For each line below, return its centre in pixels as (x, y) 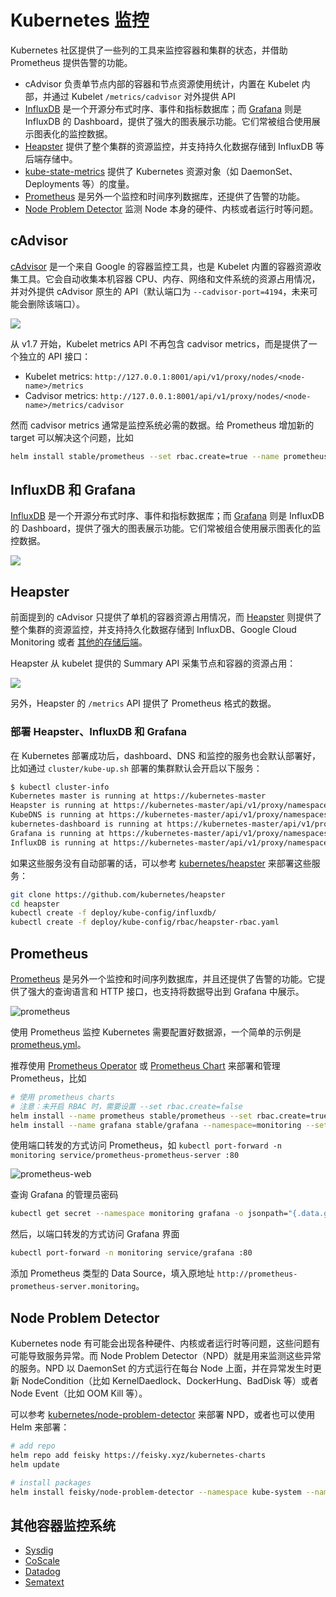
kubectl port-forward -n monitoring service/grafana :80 (131, 1253)
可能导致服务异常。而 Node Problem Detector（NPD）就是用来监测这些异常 (166, 1356)
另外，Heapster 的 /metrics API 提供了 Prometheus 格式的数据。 (143, 703)
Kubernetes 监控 (80, 20)
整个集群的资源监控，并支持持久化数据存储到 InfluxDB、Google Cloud (153, 630)
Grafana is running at (57, 833)
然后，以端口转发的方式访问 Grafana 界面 (95, 1234)
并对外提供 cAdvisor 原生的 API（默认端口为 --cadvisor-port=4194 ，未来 (160, 291)
